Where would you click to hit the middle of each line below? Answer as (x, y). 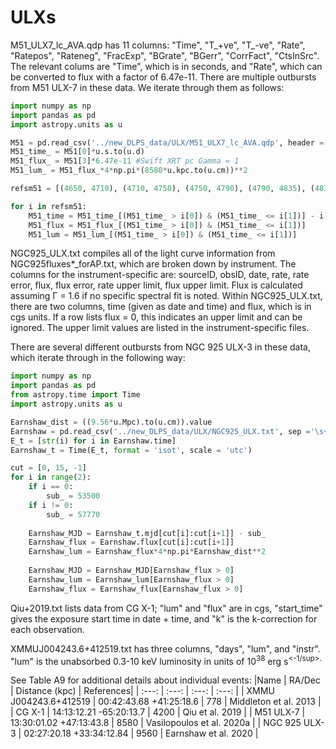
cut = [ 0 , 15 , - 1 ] (48, 468)
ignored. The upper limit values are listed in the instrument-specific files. (160, 328)
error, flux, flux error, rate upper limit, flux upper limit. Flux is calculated (156, 285)
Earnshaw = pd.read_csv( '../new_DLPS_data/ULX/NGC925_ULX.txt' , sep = (160, 431)
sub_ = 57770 (73, 514)
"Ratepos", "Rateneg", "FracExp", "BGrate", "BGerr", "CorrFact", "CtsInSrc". (165, 55)
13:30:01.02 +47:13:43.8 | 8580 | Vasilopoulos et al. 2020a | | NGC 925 (156, 723)
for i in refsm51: (48, 206)
